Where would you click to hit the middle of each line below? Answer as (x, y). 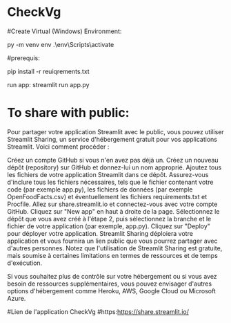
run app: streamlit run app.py (48, 84)
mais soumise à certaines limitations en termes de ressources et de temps (113, 255)
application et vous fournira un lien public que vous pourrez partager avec (112, 241)
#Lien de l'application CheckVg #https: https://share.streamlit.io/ (98, 311)
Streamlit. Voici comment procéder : (58, 147)
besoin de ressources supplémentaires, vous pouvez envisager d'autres (110, 284)
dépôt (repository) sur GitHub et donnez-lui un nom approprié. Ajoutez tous (114, 167)
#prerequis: (23, 58)
